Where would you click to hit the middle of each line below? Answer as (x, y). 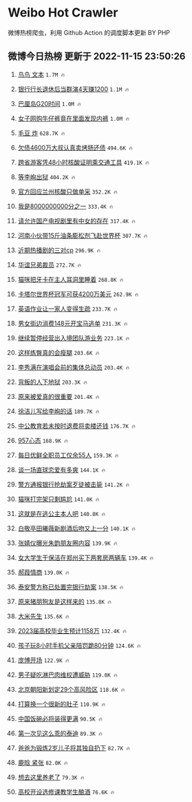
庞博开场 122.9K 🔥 (43, 660)
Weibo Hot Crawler (63, 13)
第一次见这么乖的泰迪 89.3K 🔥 (60, 733)
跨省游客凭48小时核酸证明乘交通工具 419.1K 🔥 (84, 162)
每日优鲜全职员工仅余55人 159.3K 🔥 (68, 455)
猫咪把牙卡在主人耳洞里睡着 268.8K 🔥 (71, 279)
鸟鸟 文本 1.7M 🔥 (41, 74)
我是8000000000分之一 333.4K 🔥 (65, 206)
